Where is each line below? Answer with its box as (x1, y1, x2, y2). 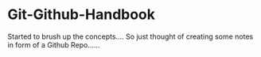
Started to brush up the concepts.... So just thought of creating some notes (7, 32, 254, 41)
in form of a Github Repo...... (7, 40, 100, 49)
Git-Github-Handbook (7, 6, 156, 24)
